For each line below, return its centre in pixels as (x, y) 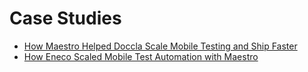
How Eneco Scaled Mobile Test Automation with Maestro (141, 56)
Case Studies (65, 18)
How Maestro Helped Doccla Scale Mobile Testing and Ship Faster (160, 46)
